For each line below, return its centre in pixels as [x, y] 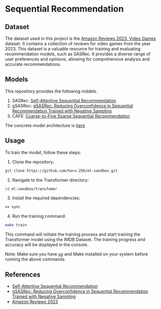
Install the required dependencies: [46, 198]
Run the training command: [39, 216]
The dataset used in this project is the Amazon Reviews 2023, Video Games [80, 38]
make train [16, 225]
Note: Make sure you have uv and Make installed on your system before [77, 254]
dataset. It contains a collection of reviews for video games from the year [78, 44]
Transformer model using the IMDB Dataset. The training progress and [75, 240]
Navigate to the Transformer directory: [50, 180]
